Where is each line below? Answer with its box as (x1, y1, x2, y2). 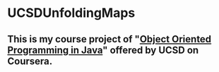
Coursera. (7, 55, 53, 67)
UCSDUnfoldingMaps (7, 5, 136, 21)
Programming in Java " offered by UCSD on (7, 44, 199, 56)
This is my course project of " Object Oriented (7, 33, 212, 45)
